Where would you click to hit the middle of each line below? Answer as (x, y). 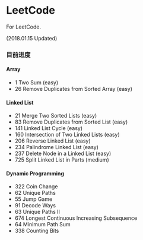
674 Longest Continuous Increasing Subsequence (76, 218)
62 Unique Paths (35, 193)
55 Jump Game (34, 199)
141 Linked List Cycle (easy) (49, 128)
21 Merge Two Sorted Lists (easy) (56, 116)
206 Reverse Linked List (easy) (53, 141)
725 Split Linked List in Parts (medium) (62, 160)
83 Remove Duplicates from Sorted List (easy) (71, 122)
